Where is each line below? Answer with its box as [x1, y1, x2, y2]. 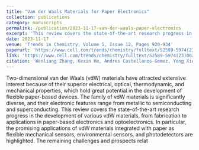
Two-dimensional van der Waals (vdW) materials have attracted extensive [6, 74, 187, 81]
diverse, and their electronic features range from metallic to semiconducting [6, 99, 192, 106]
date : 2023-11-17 [6, 36, 49, 42]
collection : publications [6, 14, 70, 20]
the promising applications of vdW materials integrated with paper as [6, 125, 175, 132]
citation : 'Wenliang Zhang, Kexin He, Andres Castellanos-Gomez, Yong [6, 58, 184, 64]
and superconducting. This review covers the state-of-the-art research [6, 106, 179, 113]
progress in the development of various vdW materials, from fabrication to [6, 112, 187, 119]
